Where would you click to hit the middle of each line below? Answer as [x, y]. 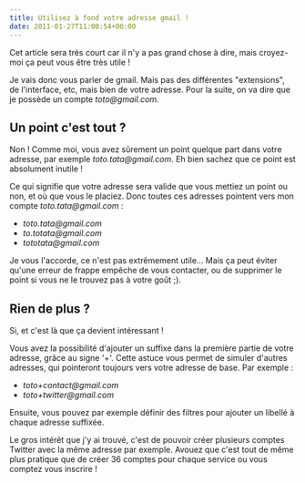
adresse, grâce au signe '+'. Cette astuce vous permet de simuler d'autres [148, 358]
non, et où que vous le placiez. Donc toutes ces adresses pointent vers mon [152, 196]
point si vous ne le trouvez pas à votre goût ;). [96, 280]
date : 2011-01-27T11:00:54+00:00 [73, 26]
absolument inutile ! [46, 169]
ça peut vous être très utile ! [77, 62]
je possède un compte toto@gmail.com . [84, 99]
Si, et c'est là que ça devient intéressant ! [86, 331]
